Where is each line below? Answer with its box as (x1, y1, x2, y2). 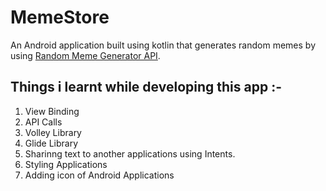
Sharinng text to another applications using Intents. (24, 147, 236, 160)
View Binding (24, 105, 80, 117)
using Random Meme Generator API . (10, 49, 161, 61)
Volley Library (24, 126, 82, 138)
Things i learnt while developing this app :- (10, 79, 282, 96)
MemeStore (10, 6, 110, 29)
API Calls (24, 116, 63, 128)
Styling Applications (24, 158, 108, 170)
